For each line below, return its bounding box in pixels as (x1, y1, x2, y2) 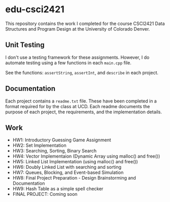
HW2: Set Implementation (12, 142, 67, 148)
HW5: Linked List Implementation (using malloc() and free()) (12, 159, 138, 165)
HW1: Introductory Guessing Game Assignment (12, 137, 112, 143)
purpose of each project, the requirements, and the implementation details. (5, 109, 162, 115)
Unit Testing (5, 41, 45, 49)
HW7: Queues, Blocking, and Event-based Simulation (12, 169, 124, 175)
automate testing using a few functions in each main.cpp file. (5, 60, 132, 66)
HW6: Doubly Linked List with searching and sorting (12, 164, 122, 170)
